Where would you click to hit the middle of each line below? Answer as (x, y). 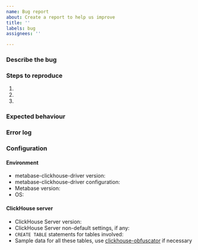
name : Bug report (28, 12)
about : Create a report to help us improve (61, 17)
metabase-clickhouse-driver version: (60, 176)
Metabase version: (37, 188)
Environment (22, 162)
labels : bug (21, 28)
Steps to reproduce (34, 75)
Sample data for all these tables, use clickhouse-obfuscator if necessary (103, 240)
